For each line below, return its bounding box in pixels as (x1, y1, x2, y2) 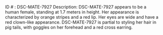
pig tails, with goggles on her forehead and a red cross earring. (5, 24, 133, 30)
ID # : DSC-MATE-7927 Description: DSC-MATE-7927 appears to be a (5, 4, 146, 10)
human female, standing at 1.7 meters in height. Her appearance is (5, 9, 139, 15)
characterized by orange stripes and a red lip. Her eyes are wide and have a (5, 14, 159, 20)
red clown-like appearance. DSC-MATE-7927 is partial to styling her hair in (5, 19, 157, 25)
